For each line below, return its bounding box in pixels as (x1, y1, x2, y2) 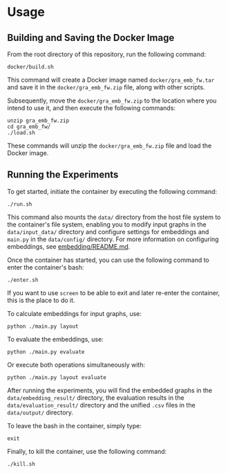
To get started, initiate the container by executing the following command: (7, 187, 218, 195)
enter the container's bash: (7, 263, 84, 271)
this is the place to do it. (7, 296, 75, 304)
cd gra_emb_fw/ (7, 123, 51, 130)
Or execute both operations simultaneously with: (7, 360, 145, 369)
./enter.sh (7, 276, 39, 283)
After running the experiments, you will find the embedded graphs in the (7, 386, 213, 394)
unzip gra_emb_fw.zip (7, 117, 70, 124)
